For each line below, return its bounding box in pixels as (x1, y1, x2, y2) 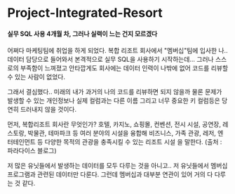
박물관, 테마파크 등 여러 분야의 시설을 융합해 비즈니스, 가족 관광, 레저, (27, 129, 216, 138)
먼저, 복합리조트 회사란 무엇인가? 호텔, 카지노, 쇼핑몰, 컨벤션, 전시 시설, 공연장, (7, 120, 221, 129)
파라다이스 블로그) (7, 146, 58, 155)
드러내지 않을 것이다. (20, 105, 77, 114)
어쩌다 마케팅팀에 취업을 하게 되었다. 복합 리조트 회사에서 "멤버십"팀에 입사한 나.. (7, 46, 228, 55)
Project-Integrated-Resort (7, 5, 163, 21)
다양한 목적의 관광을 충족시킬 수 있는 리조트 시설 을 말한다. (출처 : (44, 138, 222, 146)
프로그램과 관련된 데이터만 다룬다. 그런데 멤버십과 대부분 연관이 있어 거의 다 (7, 170, 213, 179)
